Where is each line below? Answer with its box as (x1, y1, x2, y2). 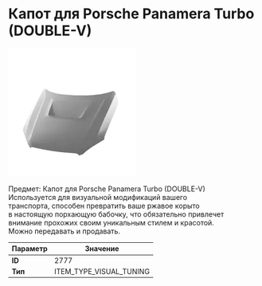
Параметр (11, 244, 48, 253)
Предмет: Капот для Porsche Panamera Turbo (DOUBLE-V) (8, 184, 205, 194)
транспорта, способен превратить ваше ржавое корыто (8, 201, 201, 210)
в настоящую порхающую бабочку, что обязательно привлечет (8, 209, 225, 219)
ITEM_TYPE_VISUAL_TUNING (54, 266, 150, 276)
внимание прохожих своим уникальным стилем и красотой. (8, 217, 215, 227)
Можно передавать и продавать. (8, 226, 121, 236)
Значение (84, 244, 119, 253)
